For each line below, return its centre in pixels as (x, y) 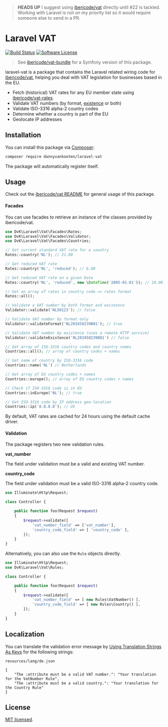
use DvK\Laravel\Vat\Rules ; (35, 567)
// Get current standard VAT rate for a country (57, 250)
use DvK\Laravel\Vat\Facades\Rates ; (44, 232)
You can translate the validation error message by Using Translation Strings (83, 646)
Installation (23, 135)
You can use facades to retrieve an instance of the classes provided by (79, 217)
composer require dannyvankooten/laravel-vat (54, 157)
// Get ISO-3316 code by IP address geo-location (58, 402)
